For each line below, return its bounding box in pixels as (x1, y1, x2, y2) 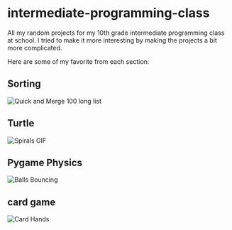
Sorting (7, 78, 41, 90)
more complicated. (7, 43, 62, 52)
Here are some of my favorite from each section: (7, 57, 150, 65)
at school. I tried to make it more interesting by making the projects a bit (7, 35, 218, 44)
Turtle (7, 117, 35, 129)
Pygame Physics (7, 156, 83, 168)
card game (7, 196, 56, 208)
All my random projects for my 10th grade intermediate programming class (7, 28, 225, 37)
